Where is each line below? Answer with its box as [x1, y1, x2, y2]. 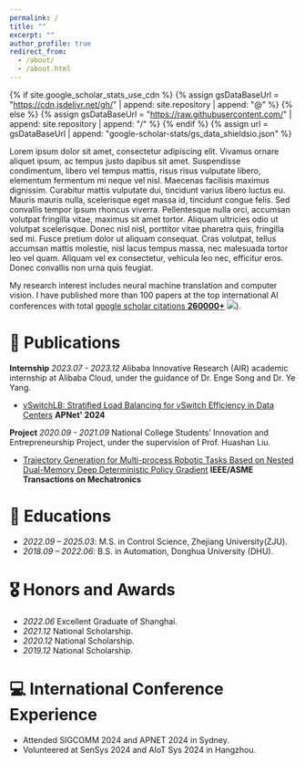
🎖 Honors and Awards [9, 579, 176, 600]
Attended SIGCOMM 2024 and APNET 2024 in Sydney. [22, 734, 229, 745]
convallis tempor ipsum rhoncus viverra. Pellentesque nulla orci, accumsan [9, 204, 291, 215]
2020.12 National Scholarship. [22, 635, 135, 646]
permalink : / [9, 13, 59, 23]
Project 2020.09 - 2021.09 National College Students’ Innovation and [9, 426, 269, 438]
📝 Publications [9, 332, 121, 353]
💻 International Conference [9, 678, 225, 699]
